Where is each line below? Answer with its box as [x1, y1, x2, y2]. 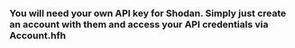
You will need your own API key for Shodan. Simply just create [9, 7, 287, 20]
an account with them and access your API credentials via [9, 18, 269, 30]
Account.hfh [9, 29, 66, 42]
